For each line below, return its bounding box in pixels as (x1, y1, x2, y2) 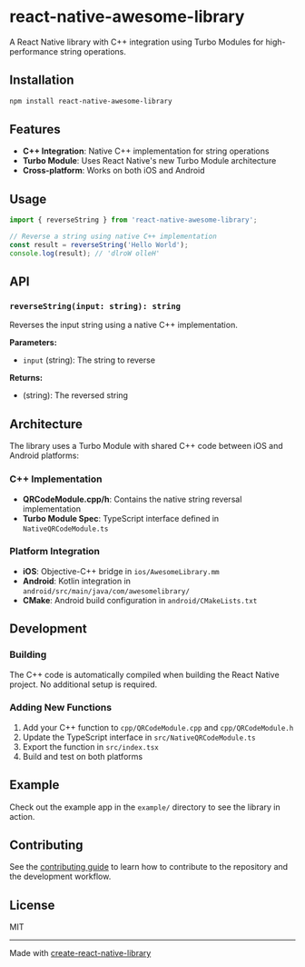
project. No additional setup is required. (9, 679, 158, 690)
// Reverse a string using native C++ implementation (9, 232, 218, 242)
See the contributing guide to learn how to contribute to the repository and (9, 862, 289, 872)
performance (9, 45, 59, 56)
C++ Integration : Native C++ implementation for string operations (22, 145, 270, 156)
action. (9, 811, 35, 822)
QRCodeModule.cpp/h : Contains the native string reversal (22, 493, 242, 504)
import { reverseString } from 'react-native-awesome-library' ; (9, 215, 258, 224)
